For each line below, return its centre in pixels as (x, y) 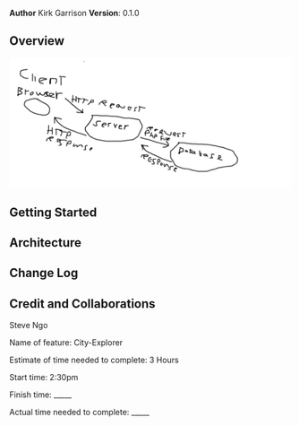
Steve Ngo (29, 326)
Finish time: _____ (41, 395)
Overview (37, 41)
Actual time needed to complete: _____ (79, 413)
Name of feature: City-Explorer (66, 343)
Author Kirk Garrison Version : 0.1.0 (75, 13)
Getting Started (53, 212)
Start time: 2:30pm (44, 378)
